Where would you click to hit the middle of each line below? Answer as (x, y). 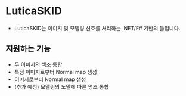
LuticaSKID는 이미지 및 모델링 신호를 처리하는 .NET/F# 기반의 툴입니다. (97, 28)
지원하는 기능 (28, 49)
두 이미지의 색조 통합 (38, 64)
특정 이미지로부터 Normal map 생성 (55, 72)
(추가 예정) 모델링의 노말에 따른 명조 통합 (61, 86)
